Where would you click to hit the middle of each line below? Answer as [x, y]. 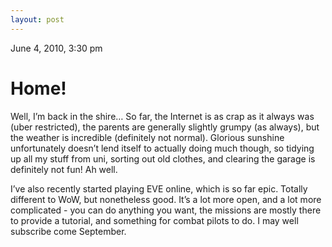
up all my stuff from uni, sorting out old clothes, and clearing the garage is [163, 158]
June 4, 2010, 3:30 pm [56, 48]
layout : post [37, 19]
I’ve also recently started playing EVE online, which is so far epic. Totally [159, 188]
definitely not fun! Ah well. [64, 169]
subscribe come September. [68, 231]
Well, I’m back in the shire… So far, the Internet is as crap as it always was [162, 116]
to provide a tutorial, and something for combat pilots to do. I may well [154, 220]
